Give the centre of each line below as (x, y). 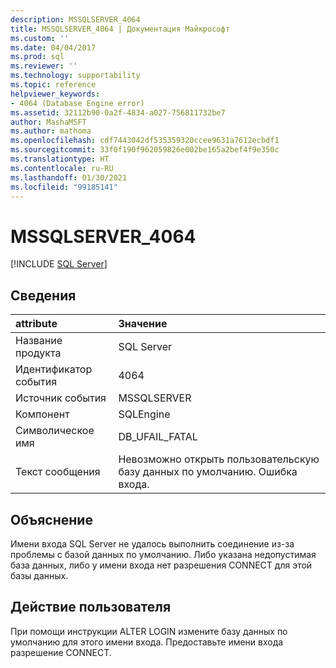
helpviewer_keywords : (55, 94)
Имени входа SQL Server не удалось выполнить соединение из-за (152, 543)
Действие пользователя (91, 607)
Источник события (61, 398)
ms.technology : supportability (75, 76)
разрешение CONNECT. (61, 652)
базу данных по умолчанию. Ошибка (208, 472)
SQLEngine (144, 414)
